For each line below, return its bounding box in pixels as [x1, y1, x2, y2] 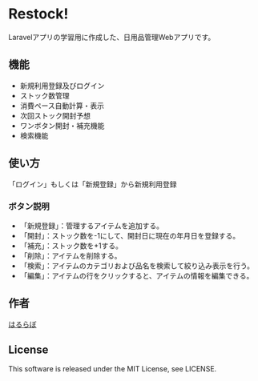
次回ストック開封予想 [19, 110, 91, 120]
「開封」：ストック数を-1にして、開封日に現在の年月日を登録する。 [19, 231, 240, 240]
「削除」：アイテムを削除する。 [19, 251, 122, 260]
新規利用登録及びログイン [19, 81, 105, 90]
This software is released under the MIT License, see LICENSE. [8, 364, 217, 374]
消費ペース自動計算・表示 [19, 101, 105, 110]
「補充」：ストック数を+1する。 [19, 241, 123, 251]
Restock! [8, 5, 69, 23]
